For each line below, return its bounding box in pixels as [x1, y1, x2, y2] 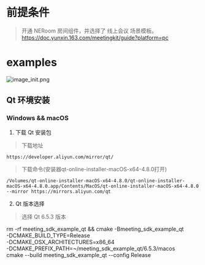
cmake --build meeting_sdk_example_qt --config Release [6, 251, 152, 258]
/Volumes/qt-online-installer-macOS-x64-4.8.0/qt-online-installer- [6, 177, 185, 184]
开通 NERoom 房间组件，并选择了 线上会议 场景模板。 [21, 27, 158, 34]
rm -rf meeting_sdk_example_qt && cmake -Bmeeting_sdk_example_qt [6, 225, 184, 232]
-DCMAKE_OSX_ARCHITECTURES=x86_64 [6, 238, 115, 245]
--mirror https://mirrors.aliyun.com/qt [6, 188, 112, 194]
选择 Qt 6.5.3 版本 [21, 213, 66, 220]
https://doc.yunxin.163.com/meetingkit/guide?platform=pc [21, 34, 169, 41]
